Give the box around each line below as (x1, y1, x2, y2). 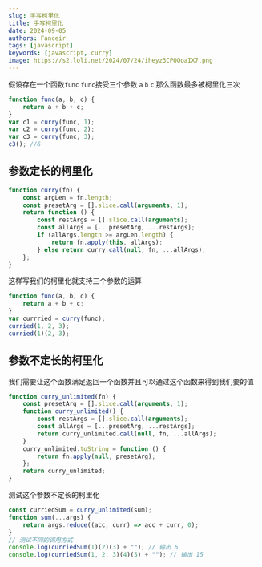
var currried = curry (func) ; (8, 314, 106, 323)
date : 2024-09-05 (8, 26, 67, 34)
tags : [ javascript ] (8, 42, 74, 50)
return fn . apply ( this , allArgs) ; (50, 238, 163, 246)
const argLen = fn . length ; (22, 193, 113, 201)
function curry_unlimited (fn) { (8, 392, 116, 401)
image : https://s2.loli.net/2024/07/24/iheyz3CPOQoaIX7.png (8, 57, 214, 65)
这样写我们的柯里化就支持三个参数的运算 (8, 276, 142, 286)
